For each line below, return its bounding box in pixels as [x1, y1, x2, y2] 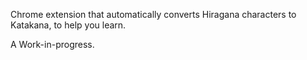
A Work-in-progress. [10, 39, 95, 50]
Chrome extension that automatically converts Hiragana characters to [10, 9, 297, 20]
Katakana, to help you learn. [10, 19, 127, 31]
